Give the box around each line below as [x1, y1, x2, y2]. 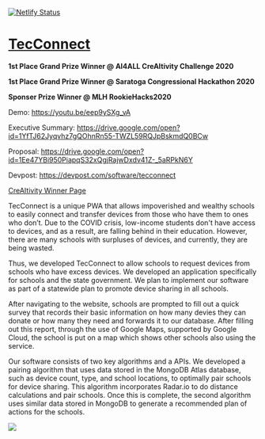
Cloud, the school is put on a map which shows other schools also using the [8, 333, 256, 342]
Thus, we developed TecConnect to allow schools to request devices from [8, 258, 251, 268]
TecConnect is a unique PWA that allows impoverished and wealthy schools [8, 200, 256, 210]
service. [8, 341, 35, 350]
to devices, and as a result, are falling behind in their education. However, [8, 226, 248, 235]
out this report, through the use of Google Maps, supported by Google [8, 324, 237, 334]
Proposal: [8, 147, 40, 156]
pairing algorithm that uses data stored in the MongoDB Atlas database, [8, 365, 241, 374]
